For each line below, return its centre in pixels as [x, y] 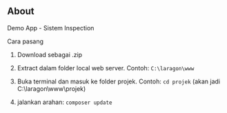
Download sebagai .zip [50, 54]
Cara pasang [25, 41]
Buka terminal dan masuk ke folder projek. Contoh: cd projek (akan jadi [119, 81]
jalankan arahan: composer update [65, 102]
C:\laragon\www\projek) [51, 88]
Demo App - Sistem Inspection [51, 28]
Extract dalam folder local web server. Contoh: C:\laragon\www [106, 68]
